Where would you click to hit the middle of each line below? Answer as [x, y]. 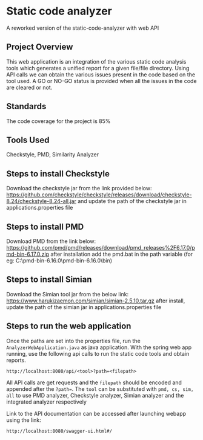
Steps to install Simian [49, 280]
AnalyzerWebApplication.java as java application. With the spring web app [99, 347]
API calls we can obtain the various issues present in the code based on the [101, 75]
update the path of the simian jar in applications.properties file [84, 307]
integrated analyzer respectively [46, 402]
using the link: [24, 420]
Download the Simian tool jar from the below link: [68, 294]
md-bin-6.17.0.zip [28, 254]
